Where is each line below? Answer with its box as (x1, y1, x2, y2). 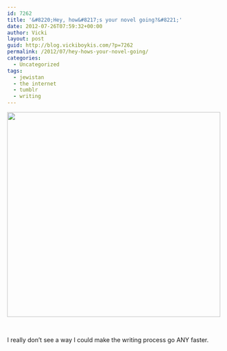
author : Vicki (7, 29, 48, 36)
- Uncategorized (13, 61, 60, 68)
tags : (7, 67, 23, 74)
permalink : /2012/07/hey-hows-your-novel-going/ (7, 49, 149, 56)
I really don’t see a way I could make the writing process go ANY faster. (7, 336, 209, 343)
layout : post (7, 36, 45, 43)
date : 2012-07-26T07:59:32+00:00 (7, 23, 103, 29)
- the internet (13, 80, 57, 87)
